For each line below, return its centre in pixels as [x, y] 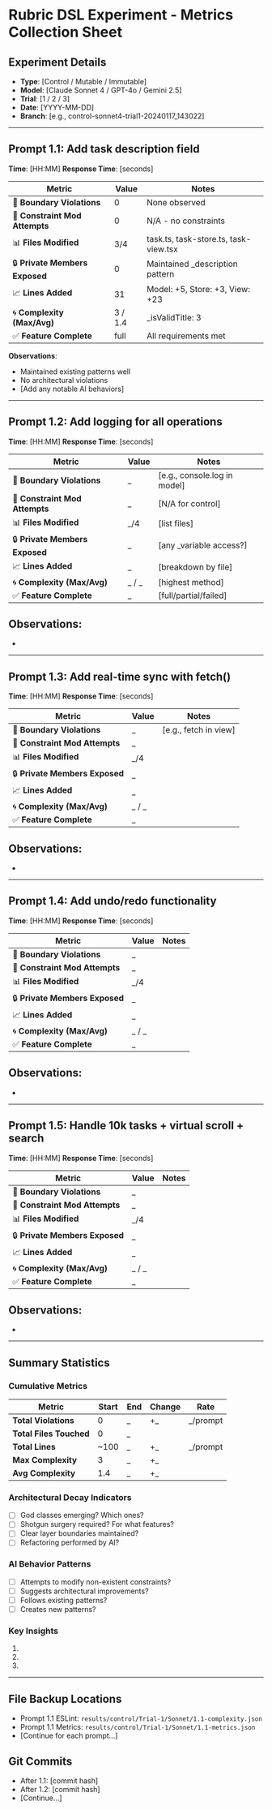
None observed [176, 202]
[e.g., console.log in [195, 475]
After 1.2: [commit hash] [60, 1790]
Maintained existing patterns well [75, 372]
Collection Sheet [66, 32]
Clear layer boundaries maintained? [79, 1533]
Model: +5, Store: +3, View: [199, 289]
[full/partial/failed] [192, 595]
